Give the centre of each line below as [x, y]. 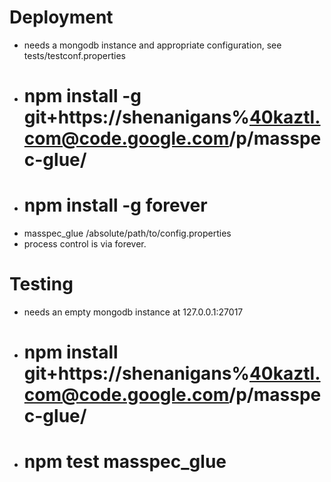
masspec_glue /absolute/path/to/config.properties [127, 233]
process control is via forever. [85, 244]
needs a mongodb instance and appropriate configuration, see [152, 45]
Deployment [61, 17]
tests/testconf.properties [74, 55]
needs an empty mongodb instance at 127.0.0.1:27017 [133, 312]
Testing [41, 284]
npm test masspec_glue [125, 462]
